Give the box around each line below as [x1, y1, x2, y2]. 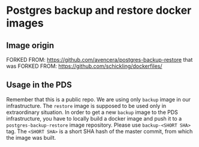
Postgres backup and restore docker [6, 4, 192, 17]
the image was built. [6, 134, 56, 141]
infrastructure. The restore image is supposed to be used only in [6, 102, 167, 109]
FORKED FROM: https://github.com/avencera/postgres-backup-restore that [6, 56, 193, 63]
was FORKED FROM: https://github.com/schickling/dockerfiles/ [6, 62, 163, 70]
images [6, 16, 44, 30]
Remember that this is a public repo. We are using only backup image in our [6, 95, 191, 103]
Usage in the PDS [6, 80, 72, 90]
